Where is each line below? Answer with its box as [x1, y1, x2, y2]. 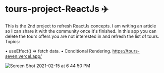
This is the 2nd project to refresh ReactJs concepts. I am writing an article [5, 23, 156, 29]
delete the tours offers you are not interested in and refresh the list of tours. [5, 33, 160, 39]
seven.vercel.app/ [5, 53, 42, 59]
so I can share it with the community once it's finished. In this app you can [5, 28, 157, 34]
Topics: [5, 38, 20, 44]
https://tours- [112, 48, 140, 54]
